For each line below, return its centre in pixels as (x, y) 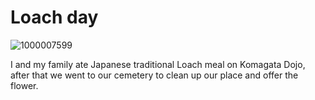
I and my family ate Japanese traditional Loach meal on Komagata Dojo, (158, 64)
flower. (24, 85)
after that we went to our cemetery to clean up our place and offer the (154, 75)
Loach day (54, 17)
